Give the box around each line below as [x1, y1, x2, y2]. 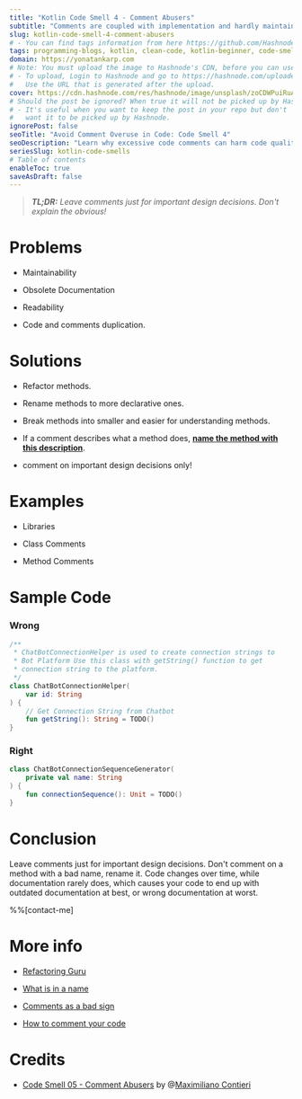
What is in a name [22, 983, 89, 994]
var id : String [25, 689, 83, 699]
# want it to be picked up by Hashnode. [9, 113, 171, 122]
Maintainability [22, 267, 77, 279]
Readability [22, 302, 65, 313]
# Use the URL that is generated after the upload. [9, 80, 216, 89]
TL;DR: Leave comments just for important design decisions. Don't [31, 197, 280, 208]
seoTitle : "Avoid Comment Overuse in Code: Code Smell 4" [9, 130, 231, 139]
